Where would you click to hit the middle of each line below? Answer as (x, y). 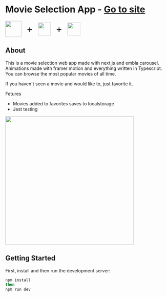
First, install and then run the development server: (58, 270)
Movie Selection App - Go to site (75, 10)
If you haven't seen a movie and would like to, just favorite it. (69, 84)
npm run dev (18, 290)
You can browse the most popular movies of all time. (61, 73)
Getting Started (30, 258)
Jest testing (25, 109)
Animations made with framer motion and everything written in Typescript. (84, 68)
